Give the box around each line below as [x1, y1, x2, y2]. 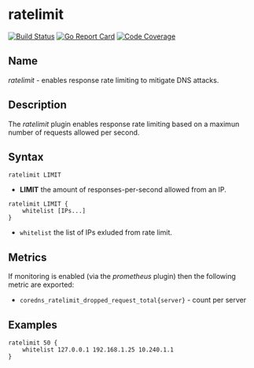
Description [8, 99, 67, 112]
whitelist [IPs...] [22, 207, 87, 215]
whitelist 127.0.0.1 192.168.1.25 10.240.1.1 [22, 346, 175, 354]
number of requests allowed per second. [8, 128, 140, 137]
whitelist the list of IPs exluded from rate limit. [19, 228, 173, 237]
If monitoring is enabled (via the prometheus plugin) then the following [8, 272, 236, 281]
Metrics [8, 251, 47, 264]
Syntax [8, 150, 44, 163]
